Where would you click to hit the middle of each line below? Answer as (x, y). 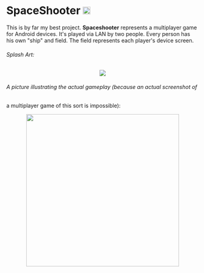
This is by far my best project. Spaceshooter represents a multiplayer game (102, 27)
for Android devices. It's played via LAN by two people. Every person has (98, 34)
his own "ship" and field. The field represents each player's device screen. (100, 40)
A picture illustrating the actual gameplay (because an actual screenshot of (102, 87)
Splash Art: (20, 54)
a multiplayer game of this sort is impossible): (64, 106)
